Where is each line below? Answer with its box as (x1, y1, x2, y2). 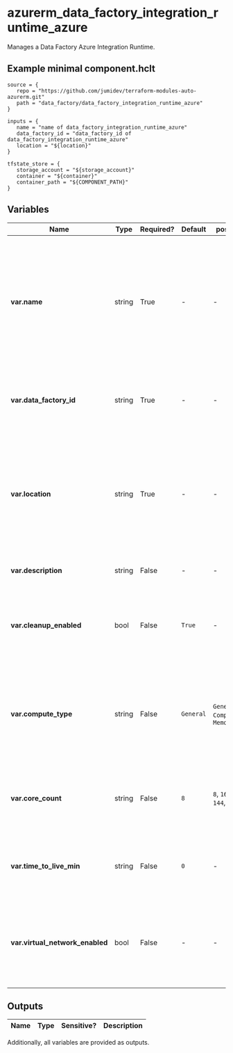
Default (181, 224, 207, 234)
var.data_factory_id (10, 395, 76, 405)
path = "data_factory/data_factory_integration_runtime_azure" (16, 99, 203, 106)
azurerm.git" (7, 93, 45, 100)
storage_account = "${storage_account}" (16, 166, 135, 173)
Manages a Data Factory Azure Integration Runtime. (7, 42, 155, 51)
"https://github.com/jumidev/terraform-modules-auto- (37, 87, 197, 95)
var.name (10, 297, 43, 307)
